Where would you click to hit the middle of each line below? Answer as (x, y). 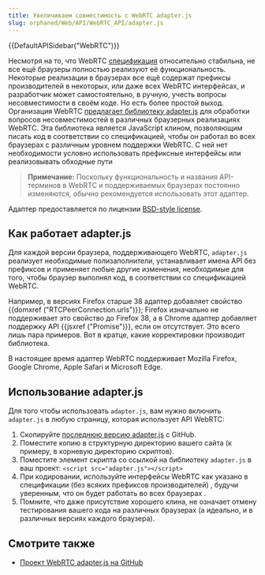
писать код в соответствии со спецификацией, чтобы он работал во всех (132, 136)
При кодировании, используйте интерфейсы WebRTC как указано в (134, 477)
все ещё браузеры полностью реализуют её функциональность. (117, 69)
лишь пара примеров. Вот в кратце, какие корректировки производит (127, 335)
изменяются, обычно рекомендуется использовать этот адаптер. (138, 194)
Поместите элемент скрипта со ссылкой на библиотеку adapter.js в (136, 460)
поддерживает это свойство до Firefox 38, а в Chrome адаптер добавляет (132, 318)
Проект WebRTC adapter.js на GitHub (81, 562)
